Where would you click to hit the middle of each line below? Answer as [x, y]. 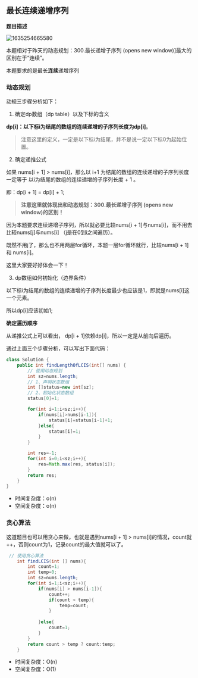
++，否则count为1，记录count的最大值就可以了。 [66, 544]
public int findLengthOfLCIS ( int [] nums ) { [72, 365]
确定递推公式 [30, 160]
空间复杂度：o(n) [35, 506]
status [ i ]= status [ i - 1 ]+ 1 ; [81, 420]
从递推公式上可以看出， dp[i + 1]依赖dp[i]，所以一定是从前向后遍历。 [90, 336]
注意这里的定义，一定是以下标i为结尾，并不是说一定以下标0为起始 [101, 139]
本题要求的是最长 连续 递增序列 [43, 70]
